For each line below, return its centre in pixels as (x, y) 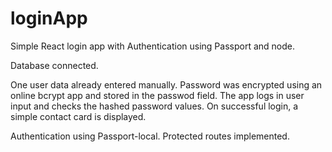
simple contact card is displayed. (78, 116)
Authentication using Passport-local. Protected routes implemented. (150, 136)
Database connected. (54, 65)
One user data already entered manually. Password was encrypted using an (166, 84)
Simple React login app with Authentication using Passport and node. (152, 46)
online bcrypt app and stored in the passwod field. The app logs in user (157, 95)
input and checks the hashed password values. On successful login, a (154, 106)
